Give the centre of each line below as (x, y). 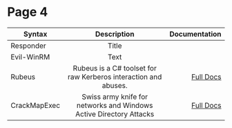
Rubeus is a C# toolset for (115, 68)
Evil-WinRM (30, 57)
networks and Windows (115, 105)
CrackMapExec (36, 105)
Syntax (35, 34)
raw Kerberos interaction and (115, 77)
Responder (28, 46)
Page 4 (28, 12)
